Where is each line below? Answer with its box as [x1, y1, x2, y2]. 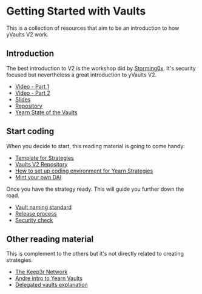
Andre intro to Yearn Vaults [15, 275, 83, 282]
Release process [15, 210, 57, 217]
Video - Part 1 [15, 83, 50, 90]
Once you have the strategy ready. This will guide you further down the [6, 185, 184, 193]
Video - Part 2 [15, 89, 50, 97]
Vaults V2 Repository [15, 160, 68, 168]
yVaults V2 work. [6, 30, 49, 38]
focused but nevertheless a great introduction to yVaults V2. [6, 71, 157, 78]
